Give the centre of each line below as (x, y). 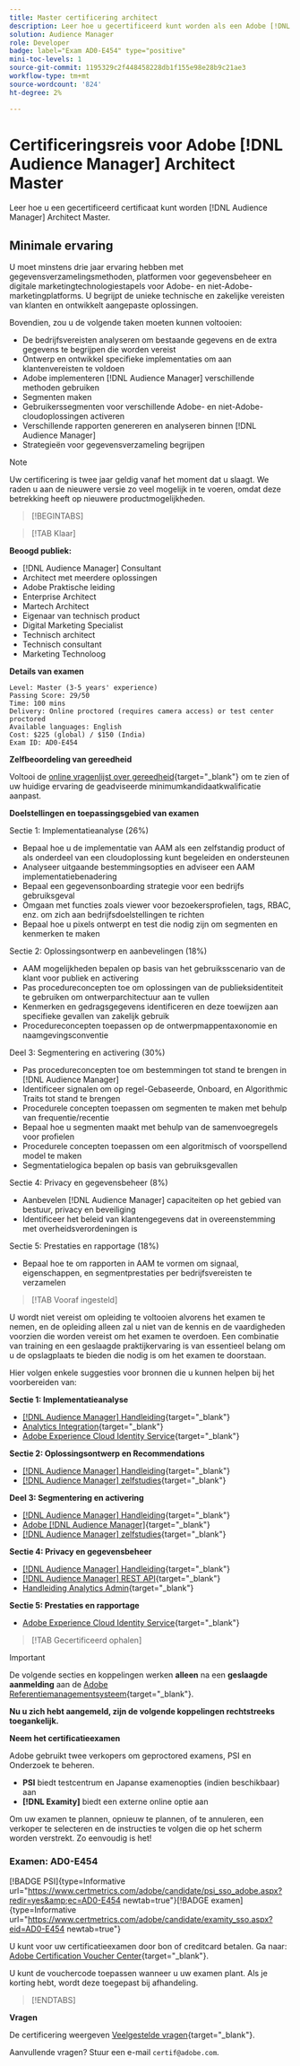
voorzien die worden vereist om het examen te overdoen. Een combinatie (144, 1337)
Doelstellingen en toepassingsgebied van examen (104, 814)
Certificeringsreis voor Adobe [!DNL (146, 145)
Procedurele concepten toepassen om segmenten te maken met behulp (154, 1108)
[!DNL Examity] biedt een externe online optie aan (115, 1802)
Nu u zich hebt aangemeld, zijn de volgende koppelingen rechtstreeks (142, 1712)
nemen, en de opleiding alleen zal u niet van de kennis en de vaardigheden (147, 1327)
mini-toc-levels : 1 (46, 59)
